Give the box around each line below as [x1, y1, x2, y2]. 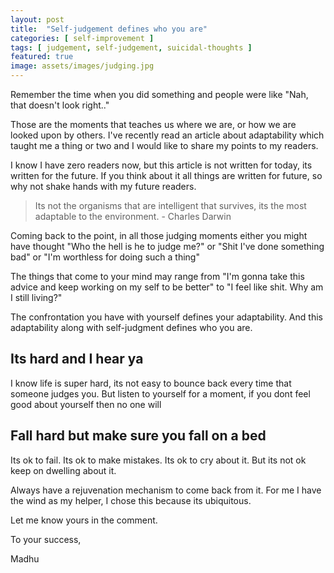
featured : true [10, 52, 74, 62]
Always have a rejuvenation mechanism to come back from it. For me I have [10, 484, 322, 496]
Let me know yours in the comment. [10, 514, 158, 526]
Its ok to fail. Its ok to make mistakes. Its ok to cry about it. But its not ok [10, 454, 307, 466]
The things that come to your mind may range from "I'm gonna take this [10, 271, 305, 282]
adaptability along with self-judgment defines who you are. [10, 322, 253, 333]
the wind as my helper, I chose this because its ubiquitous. [10, 494, 252, 506]
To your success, [10, 533, 82, 545]
